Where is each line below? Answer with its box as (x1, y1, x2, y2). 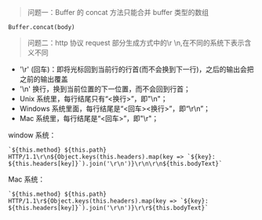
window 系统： (8, 130, 56, 140)
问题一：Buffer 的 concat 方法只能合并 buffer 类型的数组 (27, 8, 209, 16)
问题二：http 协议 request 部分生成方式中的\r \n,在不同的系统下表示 (27, 38, 245, 47)
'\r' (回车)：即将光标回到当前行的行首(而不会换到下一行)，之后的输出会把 (19, 64, 254, 74)
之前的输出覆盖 (19, 75, 68, 83)
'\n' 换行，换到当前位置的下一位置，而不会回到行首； (19, 84, 191, 93)
